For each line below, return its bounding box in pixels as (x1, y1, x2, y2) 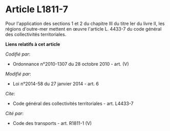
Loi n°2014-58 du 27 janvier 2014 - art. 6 (12, 81, 99, 87)
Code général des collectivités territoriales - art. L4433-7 (12, 100, 134, 107)
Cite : (5, 90, 15, 96)
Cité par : (5, 110, 24, 116)
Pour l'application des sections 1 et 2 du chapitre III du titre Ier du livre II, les (5, 20, 165, 27)
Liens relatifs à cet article (5, 41, 60, 47)
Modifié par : (5, 70, 32, 77)
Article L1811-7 (5, 4, 68, 15)
